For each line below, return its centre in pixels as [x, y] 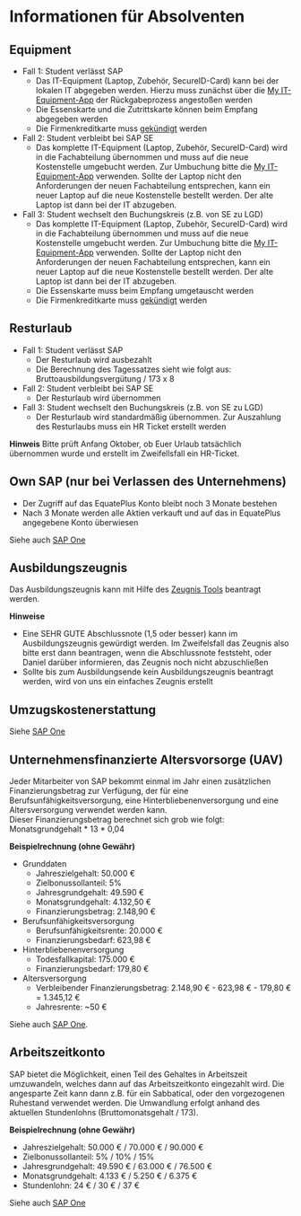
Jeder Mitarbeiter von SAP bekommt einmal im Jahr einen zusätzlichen [140, 781]
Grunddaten [44, 864]
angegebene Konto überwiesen [80, 522]
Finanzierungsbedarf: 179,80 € [92, 969]
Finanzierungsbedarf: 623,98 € [93, 940]
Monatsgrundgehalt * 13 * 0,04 [67, 829]
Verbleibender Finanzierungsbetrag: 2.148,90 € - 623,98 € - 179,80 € [163, 988]
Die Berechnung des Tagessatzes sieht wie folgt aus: [133, 369]
